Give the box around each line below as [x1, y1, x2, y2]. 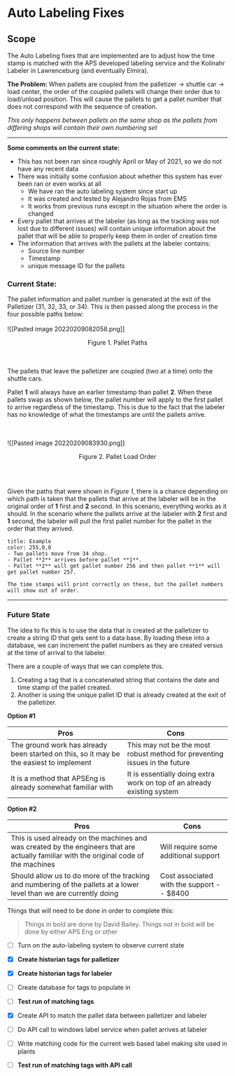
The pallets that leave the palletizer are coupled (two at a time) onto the [7, 367, 213, 376]
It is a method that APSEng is [10, 773, 106, 783]
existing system [127, 786, 179, 796]
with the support [159, 879, 215, 889]
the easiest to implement [10, 757, 92, 767]
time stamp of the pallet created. [17, 683, 112, 691]
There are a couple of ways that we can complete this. [7, 662, 164, 670]
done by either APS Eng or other [24, 927, 118, 936]
